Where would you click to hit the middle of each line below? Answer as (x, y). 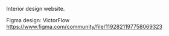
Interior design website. (36, 9)
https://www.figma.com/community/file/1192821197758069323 (84, 27)
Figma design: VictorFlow (38, 20)
